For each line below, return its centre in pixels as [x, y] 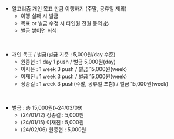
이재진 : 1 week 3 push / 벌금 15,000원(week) [74, 76]
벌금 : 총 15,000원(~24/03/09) [47, 108]
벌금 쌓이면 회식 [39, 30]
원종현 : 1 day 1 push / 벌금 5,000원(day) [68, 62]
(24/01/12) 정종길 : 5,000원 [52, 115]
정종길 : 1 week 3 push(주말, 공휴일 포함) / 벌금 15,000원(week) [94, 84]
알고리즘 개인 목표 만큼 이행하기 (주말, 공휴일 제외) [69, 9]
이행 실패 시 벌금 [39, 16]
